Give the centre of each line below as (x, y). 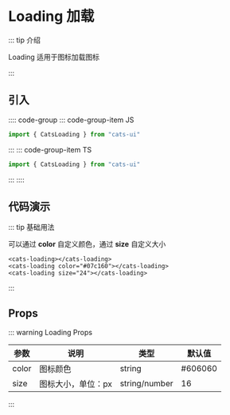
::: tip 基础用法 (31, 227)
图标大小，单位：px (76, 384)
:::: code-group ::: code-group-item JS (71, 120)
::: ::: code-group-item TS (50, 149)
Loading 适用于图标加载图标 (54, 57)
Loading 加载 (51, 16)
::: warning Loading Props (51, 333)
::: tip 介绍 (25, 40)
